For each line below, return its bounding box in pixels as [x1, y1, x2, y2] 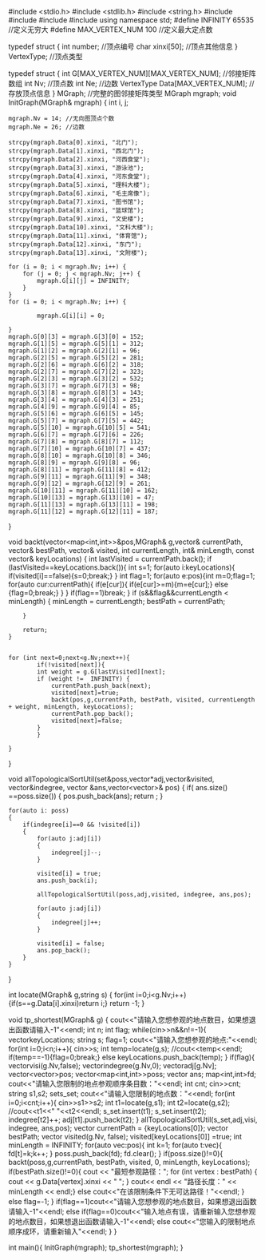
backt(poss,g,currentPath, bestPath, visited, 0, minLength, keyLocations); [8, 1158, 251, 1167]
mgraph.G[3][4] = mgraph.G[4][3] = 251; [8, 395, 145, 403]
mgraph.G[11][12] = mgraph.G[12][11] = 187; [8, 507, 159, 515]
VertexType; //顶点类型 [8, 52, 83, 61]
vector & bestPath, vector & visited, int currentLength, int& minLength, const [8, 546, 255, 554]
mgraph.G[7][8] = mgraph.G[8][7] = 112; [8, 438, 145, 446]
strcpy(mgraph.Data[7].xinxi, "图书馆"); [8, 198, 144, 206]
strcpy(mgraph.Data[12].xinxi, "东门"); [8, 240, 142, 248]
